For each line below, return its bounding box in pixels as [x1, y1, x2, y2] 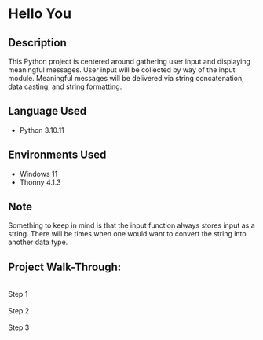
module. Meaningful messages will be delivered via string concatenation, [8, 74, 245, 82]
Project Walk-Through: [8, 260, 122, 273]
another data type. [8, 237, 68, 247]
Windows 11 [19, 169, 58, 178]
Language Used [8, 104, 87, 118]
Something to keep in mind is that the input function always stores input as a [8, 221, 255, 230]
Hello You [8, 5, 72, 23]
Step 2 [8, 306, 30, 316]
